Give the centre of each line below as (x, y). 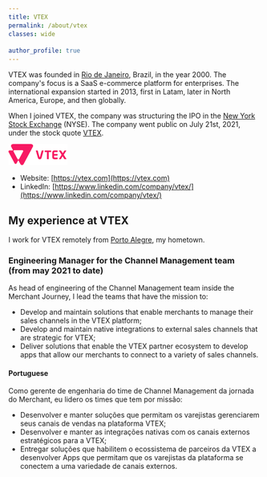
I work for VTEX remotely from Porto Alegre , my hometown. (107, 239)
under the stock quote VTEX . (56, 133)
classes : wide (32, 34)
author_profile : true (44, 51)
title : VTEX (28, 17)
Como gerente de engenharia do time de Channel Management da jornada (131, 391)
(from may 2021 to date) (56, 271)
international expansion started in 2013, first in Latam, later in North (119, 92)
